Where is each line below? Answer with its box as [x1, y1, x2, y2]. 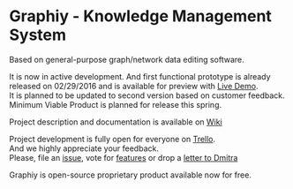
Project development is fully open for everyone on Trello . [9, 133, 216, 144]
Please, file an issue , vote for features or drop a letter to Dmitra [9, 152, 238, 163]
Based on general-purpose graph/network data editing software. [9, 54, 244, 64]
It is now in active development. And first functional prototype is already [9, 71, 271, 81]
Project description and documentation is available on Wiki [9, 117, 222, 127]
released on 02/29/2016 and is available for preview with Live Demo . [9, 80, 259, 91]
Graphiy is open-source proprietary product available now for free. [9, 170, 252, 180]
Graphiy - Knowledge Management [9, 6, 272, 26]
